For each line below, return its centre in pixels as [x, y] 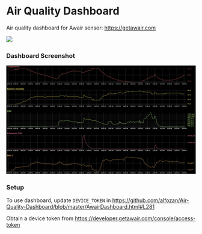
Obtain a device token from [40, 218]
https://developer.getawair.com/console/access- [135, 218]
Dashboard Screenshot [41, 55]
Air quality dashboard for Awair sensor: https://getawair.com [81, 28]
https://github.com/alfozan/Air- [151, 200]
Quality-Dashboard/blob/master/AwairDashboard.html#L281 [81, 206]
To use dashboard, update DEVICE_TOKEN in [59, 200]
